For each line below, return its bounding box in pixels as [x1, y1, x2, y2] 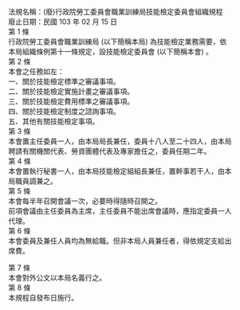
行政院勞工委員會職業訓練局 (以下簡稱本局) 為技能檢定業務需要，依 [8, 37, 227, 46]
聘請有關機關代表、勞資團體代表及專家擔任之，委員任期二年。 [8, 147, 211, 155]
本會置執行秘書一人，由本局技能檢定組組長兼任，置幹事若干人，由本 [8, 167, 232, 175]
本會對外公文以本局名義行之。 [8, 273, 106, 282]
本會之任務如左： [8, 67, 65, 76]
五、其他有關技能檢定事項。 [8, 116, 100, 126]
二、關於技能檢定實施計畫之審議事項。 [8, 87, 134, 96]
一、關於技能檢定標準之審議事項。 [8, 77, 120, 86]
